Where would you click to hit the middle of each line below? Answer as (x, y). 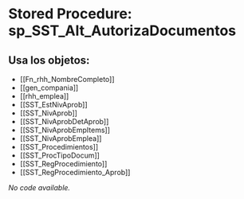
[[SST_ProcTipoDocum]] (59, 155)
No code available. (39, 187)
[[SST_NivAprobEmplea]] (61, 139)
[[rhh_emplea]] (44, 96)
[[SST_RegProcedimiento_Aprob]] (75, 172)
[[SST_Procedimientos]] (59, 147)
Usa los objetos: (49, 60)
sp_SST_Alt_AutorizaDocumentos (122, 31)
